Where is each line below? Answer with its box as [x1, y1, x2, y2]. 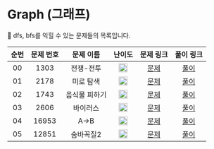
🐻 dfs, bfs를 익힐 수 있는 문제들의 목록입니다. [7, 31, 131, 40]
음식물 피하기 [65, 90, 107, 100]
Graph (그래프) [7, 6, 91, 23]
